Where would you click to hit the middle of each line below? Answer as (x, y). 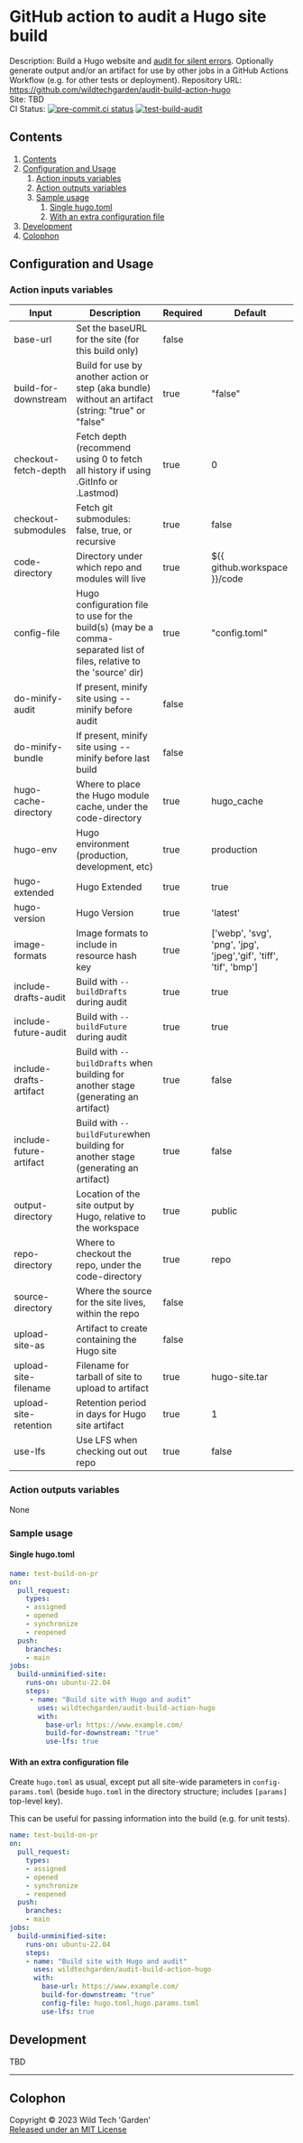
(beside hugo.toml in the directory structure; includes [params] (171, 1792)
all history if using (114, 471)
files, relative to (109, 661)
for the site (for (108, 340)
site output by (105, 1206)
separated (98, 650)
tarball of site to (109, 1377)
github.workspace (250, 568)
